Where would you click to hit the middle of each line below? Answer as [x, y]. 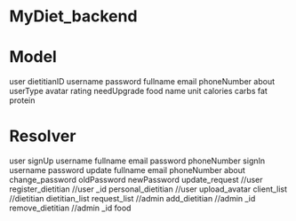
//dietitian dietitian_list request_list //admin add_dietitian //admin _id [132, 199]
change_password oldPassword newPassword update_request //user [136, 180]
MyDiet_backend [73, 16]
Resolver [43, 136]
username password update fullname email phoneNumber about [128, 170]
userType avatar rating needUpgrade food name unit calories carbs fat [139, 91]
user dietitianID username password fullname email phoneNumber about [142, 82]
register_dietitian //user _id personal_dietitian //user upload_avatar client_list [148, 189]
